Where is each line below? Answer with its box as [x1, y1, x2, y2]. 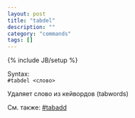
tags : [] [7, 37, 33, 44]
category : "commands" [7, 30, 72, 37]
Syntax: [7, 70, 30, 78]
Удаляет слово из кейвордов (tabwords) [7, 90, 129, 98]
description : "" [7, 23, 55, 30]
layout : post [7, 10, 46, 18]
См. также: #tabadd [7, 103, 67, 112]
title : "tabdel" [7, 17, 55, 24]
